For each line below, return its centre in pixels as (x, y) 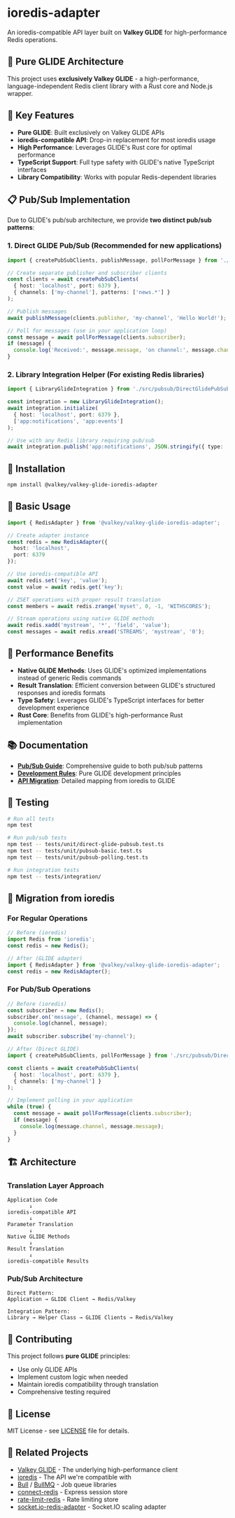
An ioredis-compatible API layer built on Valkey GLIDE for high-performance (117, 32)
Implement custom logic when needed (72, 1377)
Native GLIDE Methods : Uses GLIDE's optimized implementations (112, 670)
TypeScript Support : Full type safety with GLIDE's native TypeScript (116, 162)
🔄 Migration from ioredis (61, 898)
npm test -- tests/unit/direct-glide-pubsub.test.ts (86, 845)
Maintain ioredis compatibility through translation (88, 1384)
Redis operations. (33, 39)
